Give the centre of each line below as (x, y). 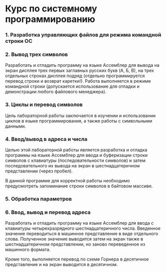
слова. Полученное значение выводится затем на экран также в (74, 239)
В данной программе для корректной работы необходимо (68, 181)
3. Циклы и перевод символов (44, 105)
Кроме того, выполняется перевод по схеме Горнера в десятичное (77, 259)
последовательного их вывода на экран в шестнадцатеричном (73, 166)
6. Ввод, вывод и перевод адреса (48, 212)
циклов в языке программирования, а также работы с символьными (79, 121)
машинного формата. (28, 250)
